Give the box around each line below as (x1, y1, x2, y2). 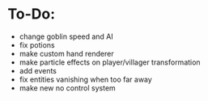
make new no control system (19, 82, 117, 93)
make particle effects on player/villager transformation (19, 57, 201, 67)
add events (19, 65, 57, 75)
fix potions (19, 40, 55, 49)
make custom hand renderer (19, 48, 114, 58)
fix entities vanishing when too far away (19, 74, 153, 84)
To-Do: (7, 5, 56, 23)
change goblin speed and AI (19, 32, 114, 41)
